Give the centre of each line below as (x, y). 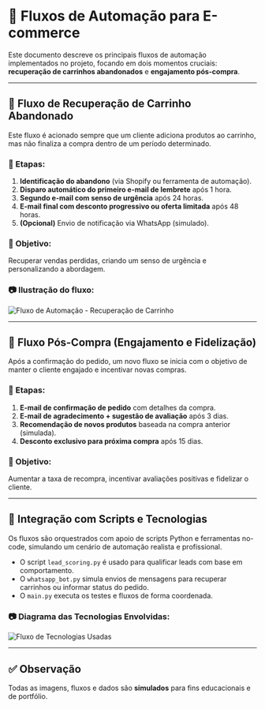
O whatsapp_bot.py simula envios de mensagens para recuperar (123, 579)
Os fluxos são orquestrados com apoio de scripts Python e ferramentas (124, 538)
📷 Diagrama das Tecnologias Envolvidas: (89, 617)
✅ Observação (45, 669)
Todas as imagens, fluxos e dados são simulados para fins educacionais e (129, 688)
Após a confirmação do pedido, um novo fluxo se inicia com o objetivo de (128, 362)
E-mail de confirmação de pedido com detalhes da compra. (118, 407)
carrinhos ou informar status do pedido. (84, 587)
